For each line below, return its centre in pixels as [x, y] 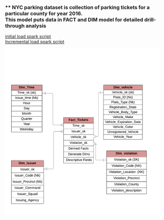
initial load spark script [28, 36]
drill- [150, 20]
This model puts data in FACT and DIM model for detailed [74, 20]
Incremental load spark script [35, 42]
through [15, 26]
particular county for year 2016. [44, 13]
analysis [36, 26]
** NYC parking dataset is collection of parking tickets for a [77, 7]
